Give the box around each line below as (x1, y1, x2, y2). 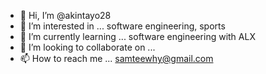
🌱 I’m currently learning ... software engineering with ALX (19, 31, 256, 42)
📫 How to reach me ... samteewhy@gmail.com (19, 53, 214, 64)
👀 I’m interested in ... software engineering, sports (19, 20, 226, 32)
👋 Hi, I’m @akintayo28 (19, 10, 112, 21)
